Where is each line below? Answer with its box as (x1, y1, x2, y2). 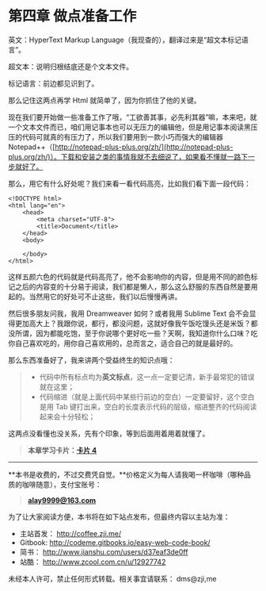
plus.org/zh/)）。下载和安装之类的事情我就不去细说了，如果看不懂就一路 (8, 152, 241, 161)
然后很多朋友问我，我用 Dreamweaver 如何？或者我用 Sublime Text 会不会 (8, 309, 249, 318)
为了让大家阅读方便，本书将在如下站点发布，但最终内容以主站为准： (8, 512, 230, 521)
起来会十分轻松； (39, 412, 96, 421)
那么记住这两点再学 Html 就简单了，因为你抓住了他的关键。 (8, 95, 201, 105)
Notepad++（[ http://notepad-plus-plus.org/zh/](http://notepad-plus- (8, 142, 234, 152)
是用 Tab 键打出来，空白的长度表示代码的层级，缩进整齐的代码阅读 (39, 401, 257, 411)
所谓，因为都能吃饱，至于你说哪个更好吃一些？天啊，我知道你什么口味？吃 (14, 328, 258, 338)
